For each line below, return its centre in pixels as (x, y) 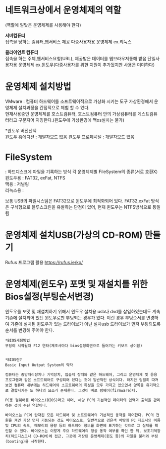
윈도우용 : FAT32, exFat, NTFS (35, 178)
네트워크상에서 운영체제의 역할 (63, 10)
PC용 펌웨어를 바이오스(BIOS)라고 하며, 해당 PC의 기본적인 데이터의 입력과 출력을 (78, 400)
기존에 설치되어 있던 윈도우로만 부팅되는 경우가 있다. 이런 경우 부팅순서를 (75, 317)
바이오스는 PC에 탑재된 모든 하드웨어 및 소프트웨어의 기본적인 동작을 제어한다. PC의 (80, 415)
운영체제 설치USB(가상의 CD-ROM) (74, 235)
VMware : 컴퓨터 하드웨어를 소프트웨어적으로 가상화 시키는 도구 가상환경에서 (79, 101)
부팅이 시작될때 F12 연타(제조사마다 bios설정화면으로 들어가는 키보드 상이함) (74, 346)
